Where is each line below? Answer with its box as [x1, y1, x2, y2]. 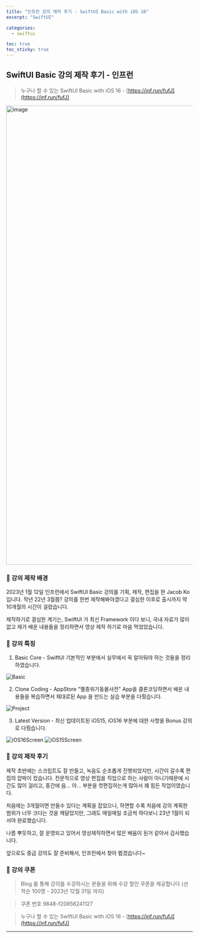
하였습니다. [14, 662, 41, 669]
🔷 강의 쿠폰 [6, 866, 36, 874]
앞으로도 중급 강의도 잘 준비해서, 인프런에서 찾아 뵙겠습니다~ [6, 849, 146, 856]
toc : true [6, 41, 31, 47]
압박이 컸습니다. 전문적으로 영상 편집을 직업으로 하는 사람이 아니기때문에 [17, 774, 184, 781]
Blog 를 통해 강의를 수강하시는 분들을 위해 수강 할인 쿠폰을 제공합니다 [20, 880, 181, 887]
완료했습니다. [17, 816, 48, 823]
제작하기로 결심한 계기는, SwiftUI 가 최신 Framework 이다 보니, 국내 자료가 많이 [6, 616, 190, 623]
